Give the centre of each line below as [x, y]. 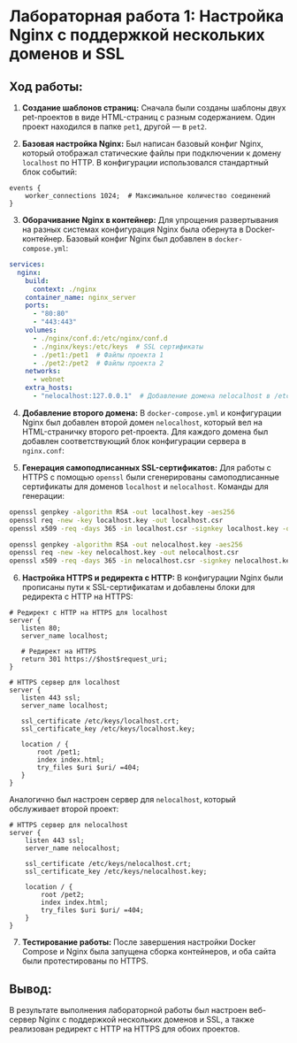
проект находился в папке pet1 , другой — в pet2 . [114, 127]
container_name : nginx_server [81, 297]
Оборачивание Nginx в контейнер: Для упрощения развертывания [150, 220]
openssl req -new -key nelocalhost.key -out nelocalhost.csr [124, 553]
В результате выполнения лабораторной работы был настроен [128, 1009]
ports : [37, 306]
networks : [43, 372]
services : [27, 265]
